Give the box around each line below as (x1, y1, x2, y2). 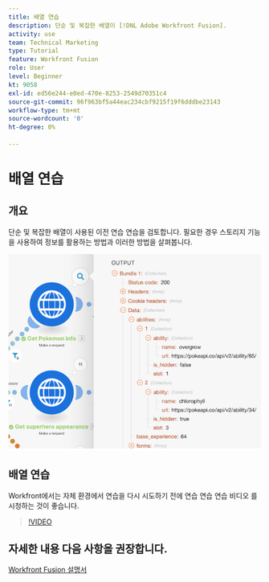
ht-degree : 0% (8, 123, 56, 132)
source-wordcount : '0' (8, 115, 84, 123)
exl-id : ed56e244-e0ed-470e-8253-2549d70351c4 (8, 89, 167, 97)
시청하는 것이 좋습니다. (8, 501, 79, 510)
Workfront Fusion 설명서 (8, 565, 88, 575)
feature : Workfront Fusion (8, 55, 99, 64)
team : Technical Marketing (8, 39, 99, 47)
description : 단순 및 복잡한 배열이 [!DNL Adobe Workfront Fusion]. (8, 21, 227, 30)
